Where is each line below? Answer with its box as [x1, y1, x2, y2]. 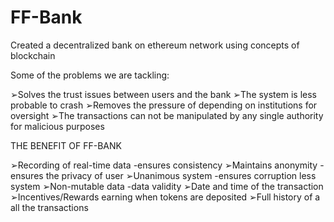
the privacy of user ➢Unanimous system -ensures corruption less [45, 169, 317, 181]
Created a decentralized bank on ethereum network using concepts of [10, 39, 300, 51]
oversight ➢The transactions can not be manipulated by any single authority [10, 109, 324, 121]
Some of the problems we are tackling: [10, 69, 170, 81]
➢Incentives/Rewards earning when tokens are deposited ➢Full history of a [10, 191, 321, 203]
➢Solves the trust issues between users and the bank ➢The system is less [10, 88, 317, 100]
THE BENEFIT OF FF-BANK [10, 139, 122, 151]
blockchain [10, 49, 56, 61]
